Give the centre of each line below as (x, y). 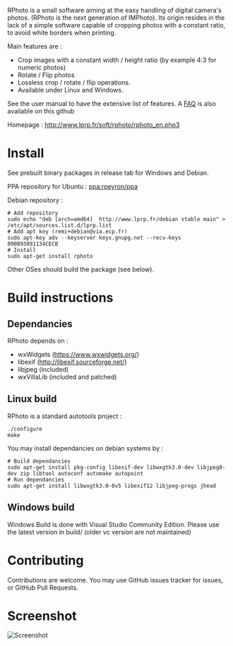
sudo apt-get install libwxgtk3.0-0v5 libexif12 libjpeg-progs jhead (112, 486)
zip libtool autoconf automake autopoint (82, 473)
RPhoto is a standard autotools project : (65, 416)
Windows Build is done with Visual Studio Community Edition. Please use (113, 524)
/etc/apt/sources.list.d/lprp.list (60, 225)
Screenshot (42, 616)
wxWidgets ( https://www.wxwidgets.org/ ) (78, 354)
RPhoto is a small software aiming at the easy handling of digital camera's (115, 10)
